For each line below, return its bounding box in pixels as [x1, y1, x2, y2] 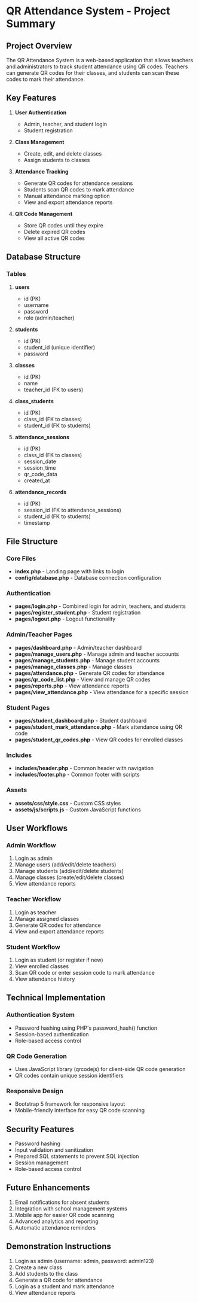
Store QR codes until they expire [23, 221, 103, 229]
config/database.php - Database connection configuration [14, 574, 161, 582]
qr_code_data [23, 470, 58, 477]
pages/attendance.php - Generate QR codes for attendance [14, 669, 165, 677]
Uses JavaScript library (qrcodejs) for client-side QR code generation [14, 1065, 186, 1072]
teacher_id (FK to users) [23, 386, 84, 393]
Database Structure [6, 252, 81, 262]
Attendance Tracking [14, 168, 69, 175]
